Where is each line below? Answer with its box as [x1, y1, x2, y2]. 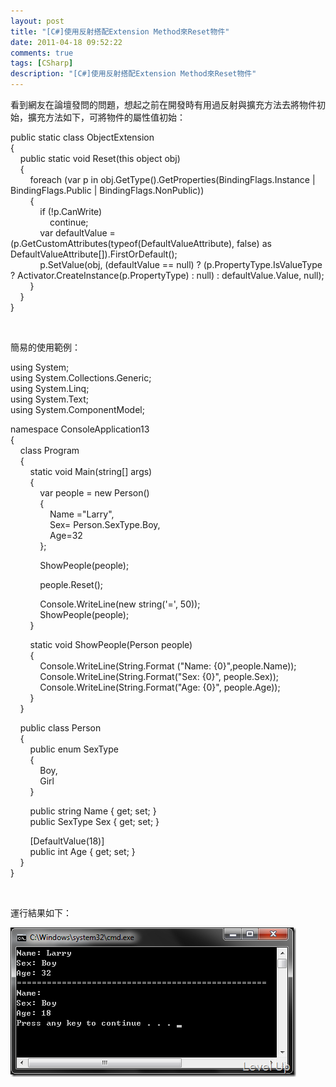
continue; [49, 216, 89, 228]
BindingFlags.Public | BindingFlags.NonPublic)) [10, 185, 205, 196]
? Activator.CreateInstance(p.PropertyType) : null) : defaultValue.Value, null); [10, 270, 325, 281]
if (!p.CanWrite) [39, 206, 103, 217]
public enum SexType [29, 743, 119, 755]
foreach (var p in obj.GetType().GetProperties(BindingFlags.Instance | [29, 174, 316, 185]
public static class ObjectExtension [10, 131, 155, 143]
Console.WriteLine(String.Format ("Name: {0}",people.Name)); [39, 660, 297, 672]
